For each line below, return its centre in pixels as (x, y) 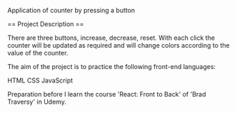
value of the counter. (38, 53)
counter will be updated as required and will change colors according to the (118, 45)
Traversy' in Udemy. (37, 102)
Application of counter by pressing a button (71, 10)
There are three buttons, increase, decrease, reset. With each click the (111, 38)
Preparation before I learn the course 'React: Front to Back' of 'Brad (107, 94)
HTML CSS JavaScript (40, 80)
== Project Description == (46, 24)
